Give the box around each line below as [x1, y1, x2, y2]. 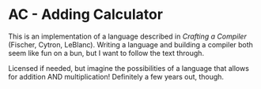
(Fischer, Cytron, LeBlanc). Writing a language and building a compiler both [8, 39, 253, 49]
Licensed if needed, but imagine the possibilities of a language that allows [8, 63, 249, 72]
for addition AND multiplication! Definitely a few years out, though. [8, 72, 224, 81]
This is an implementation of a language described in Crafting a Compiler [8, 32, 247, 41]
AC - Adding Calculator [8, 6, 164, 24]
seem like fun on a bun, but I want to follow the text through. [8, 48, 204, 57]
